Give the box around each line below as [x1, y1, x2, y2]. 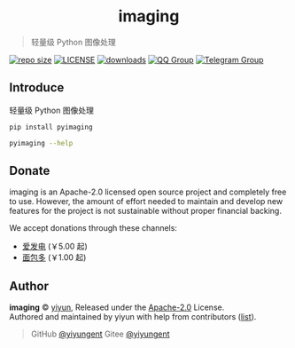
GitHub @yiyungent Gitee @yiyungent [30, 328, 170, 339]
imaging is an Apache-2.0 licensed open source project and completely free [9, 186, 287, 197]
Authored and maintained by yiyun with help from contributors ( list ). [9, 312, 257, 322]
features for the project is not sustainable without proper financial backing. [9, 206, 282, 217]
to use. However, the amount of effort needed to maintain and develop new [9, 196, 283, 207]
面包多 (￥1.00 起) [21, 252, 87, 263]
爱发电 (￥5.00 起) [21, 241, 89, 252]
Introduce [9, 80, 65, 95]
